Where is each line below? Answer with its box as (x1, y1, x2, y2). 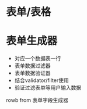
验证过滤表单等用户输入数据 (14, 84, 82, 91)
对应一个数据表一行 (14, 55, 61, 62)
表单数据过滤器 (14, 62, 51, 69)
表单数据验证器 (14, 70, 51, 77)
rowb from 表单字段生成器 (6, 97, 68, 104)
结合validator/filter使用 (14, 77, 69, 84)
